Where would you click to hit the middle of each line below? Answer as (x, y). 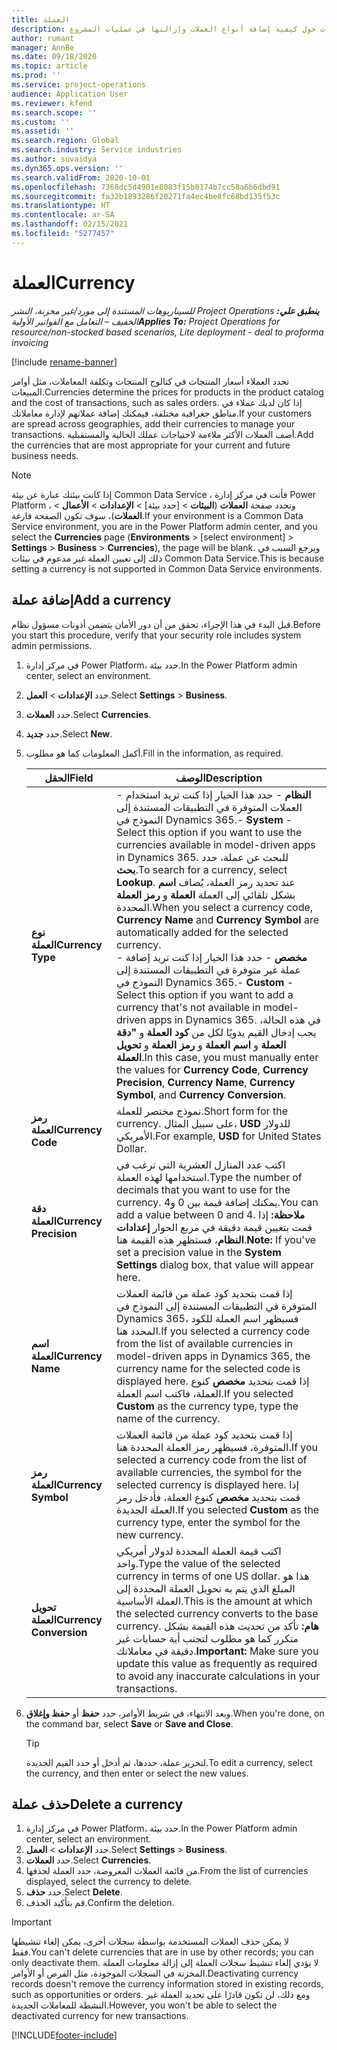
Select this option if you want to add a (205, 994)
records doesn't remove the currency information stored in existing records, (167, 1984)
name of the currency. (168, 1418)
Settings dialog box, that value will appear (215, 1264)
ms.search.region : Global (65, 141)
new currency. (150, 1534)
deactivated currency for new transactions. (100, 2016)
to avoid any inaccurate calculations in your (218, 1676)
